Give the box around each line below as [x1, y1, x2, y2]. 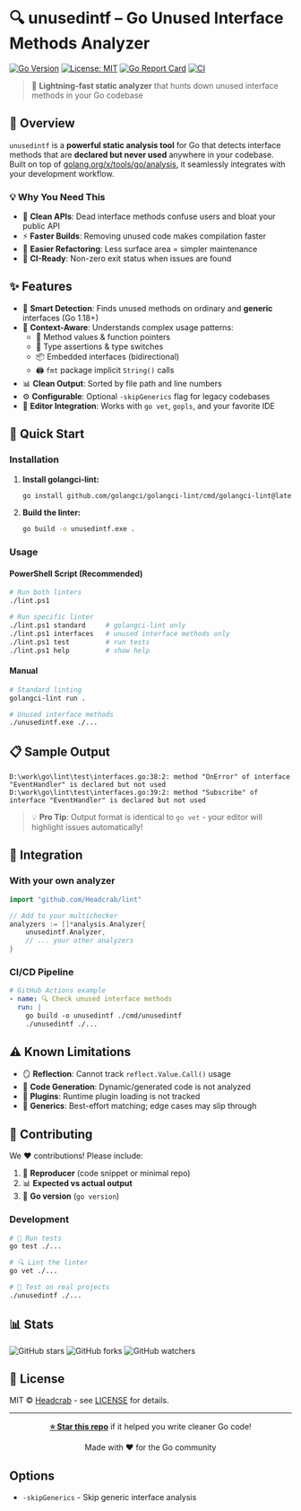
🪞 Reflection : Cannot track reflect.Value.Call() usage [21, 1069, 231, 1079]
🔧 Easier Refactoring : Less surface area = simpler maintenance [21, 244, 258, 255]
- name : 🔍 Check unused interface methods [9, 994, 173, 1004]
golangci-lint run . [9, 694, 87, 703]
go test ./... [9, 1242, 63, 1251]
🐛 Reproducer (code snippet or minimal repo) [21, 1168, 191, 1179]
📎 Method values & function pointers [35, 331, 171, 342]
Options [9, 1468, 56, 1483]
